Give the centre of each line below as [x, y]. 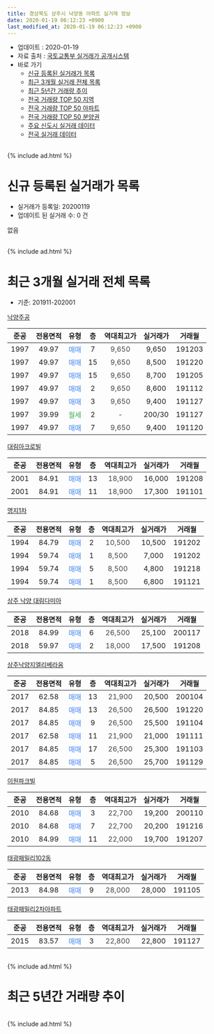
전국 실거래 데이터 [52, 134]
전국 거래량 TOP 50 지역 [61, 100]
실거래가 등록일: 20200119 [54, 207]
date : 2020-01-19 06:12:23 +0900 [56, 20]
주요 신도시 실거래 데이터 [61, 125]
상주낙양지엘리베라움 [36, 665]
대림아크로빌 [24, 447]
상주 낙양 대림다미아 [34, 601]
